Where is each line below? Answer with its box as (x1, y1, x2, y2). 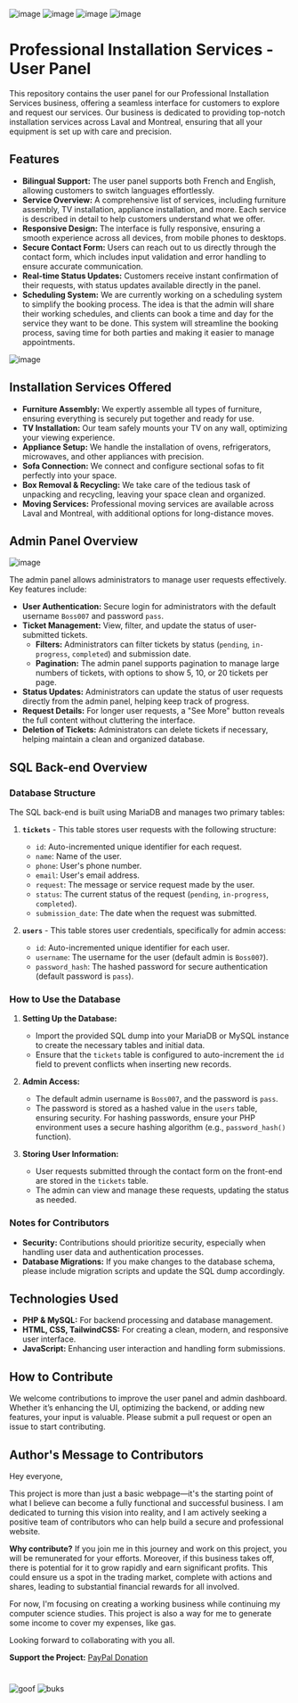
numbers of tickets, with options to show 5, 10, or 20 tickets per (35, 667, 269, 678)
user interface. (21, 1334, 77, 1344)
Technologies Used (9, 1292, 118, 1307)
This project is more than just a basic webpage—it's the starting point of (9, 1488, 274, 1499)
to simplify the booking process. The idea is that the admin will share (21, 299, 275, 310)
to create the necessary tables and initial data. (35, 1040, 205, 1051)
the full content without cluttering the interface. (21, 715, 196, 726)
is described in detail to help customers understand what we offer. (21, 213, 265, 224)
